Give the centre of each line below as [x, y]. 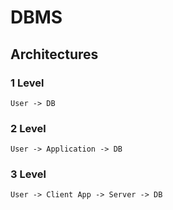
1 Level [27, 83]
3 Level [28, 174]
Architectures [54, 54]
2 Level [28, 128]
